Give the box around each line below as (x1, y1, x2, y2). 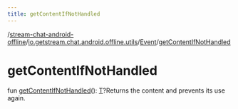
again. (7, 93, 26, 102)
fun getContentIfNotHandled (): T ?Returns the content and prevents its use (7, 86, 226, 95)
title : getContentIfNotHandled (7, 10, 100, 18)
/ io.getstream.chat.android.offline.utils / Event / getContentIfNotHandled (26, 37, 231, 46)
